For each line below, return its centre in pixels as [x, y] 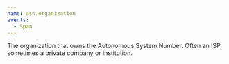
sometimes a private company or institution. [70, 53]
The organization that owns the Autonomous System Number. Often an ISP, [114, 46]
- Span [23, 26]
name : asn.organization [42, 13]
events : [18, 20]
